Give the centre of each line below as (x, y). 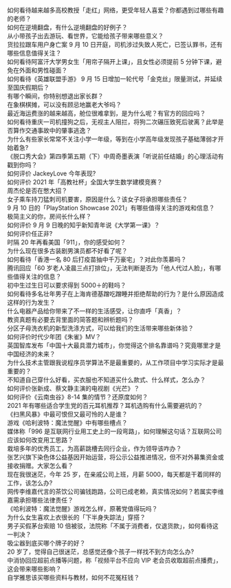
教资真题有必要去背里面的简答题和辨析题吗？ (70, 319)
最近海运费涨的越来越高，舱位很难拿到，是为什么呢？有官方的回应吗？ (107, 113)
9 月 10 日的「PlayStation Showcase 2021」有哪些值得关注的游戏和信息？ (111, 208)
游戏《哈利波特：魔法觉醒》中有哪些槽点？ (67, 423)
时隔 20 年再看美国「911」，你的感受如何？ (67, 242)
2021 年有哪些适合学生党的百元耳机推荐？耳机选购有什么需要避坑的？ (105, 405)
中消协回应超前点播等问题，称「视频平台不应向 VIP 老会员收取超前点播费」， (114, 560)
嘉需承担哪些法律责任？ (40, 500)
